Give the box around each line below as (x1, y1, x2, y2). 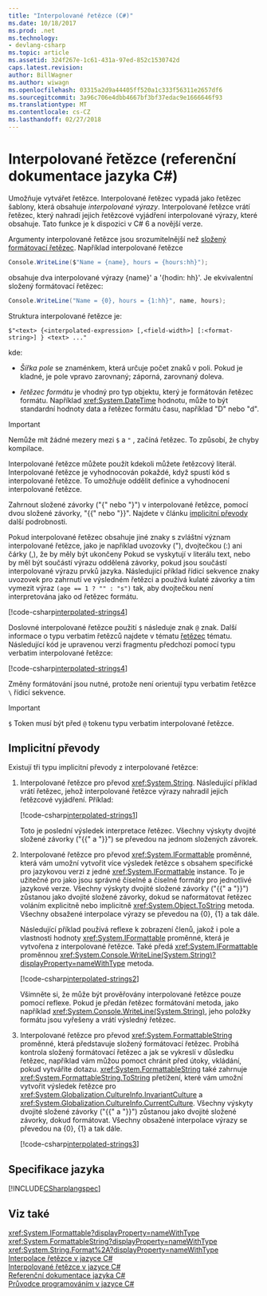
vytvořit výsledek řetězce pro (19, 1081, 117, 1091)
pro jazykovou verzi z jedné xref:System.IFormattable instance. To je (19, 867, 245, 877)
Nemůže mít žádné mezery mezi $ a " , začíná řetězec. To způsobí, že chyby (8, 434, 259, 444)
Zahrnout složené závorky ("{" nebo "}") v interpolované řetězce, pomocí (8, 500, 249, 509)
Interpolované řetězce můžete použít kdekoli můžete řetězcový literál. (8, 458, 237, 468)
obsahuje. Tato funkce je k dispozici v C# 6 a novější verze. (8, 219, 203, 228)
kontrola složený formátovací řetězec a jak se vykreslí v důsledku (19, 1048, 234, 1057)
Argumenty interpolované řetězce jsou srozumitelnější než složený (8, 234, 227, 244)
